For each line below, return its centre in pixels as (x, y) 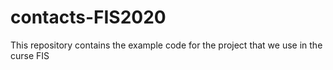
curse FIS (30, 55)
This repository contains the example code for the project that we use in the (166, 45)
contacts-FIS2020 (88, 17)
